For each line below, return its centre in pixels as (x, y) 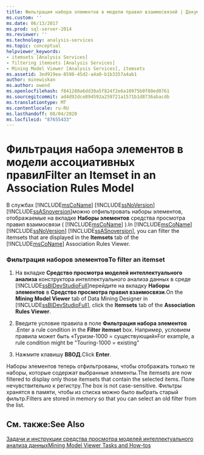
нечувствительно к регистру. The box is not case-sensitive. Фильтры (94, 386)
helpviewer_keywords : (34, 52)
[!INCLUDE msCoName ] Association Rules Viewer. (68, 244)
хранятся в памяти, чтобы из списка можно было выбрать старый (92, 392)
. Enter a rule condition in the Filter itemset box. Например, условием (103, 330)
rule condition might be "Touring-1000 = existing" (77, 343)
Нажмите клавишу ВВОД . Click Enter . (63, 355)
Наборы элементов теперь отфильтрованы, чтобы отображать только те (101, 366)
